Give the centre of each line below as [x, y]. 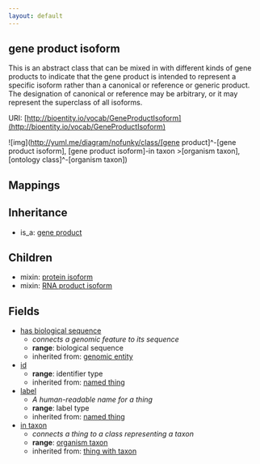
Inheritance [38, 213]
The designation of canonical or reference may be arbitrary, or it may [123, 94]
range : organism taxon [70, 443]
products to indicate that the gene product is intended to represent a [122, 77]
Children [30, 258]
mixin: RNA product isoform [66, 286]
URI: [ [18, 118]
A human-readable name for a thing [92, 400]
